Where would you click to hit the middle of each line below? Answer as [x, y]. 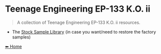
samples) [21, 37]
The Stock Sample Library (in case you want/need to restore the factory [84, 32]
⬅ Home [13, 46]
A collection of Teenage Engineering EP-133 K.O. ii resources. [79, 22]
